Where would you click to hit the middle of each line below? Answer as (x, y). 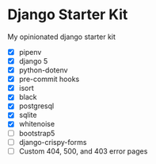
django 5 (33, 61)
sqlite (28, 115)
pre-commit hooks (49, 79)
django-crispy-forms (53, 142)
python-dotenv (43, 70)
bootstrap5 (37, 133)
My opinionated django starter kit (62, 37)
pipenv (30, 52)
